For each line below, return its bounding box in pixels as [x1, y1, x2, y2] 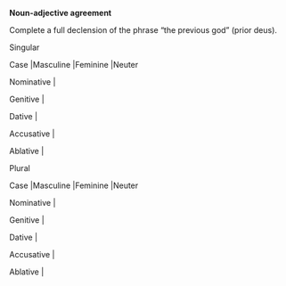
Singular [9, 42, 40, 53]
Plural [9, 163, 31, 173]
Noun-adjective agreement [9, 8, 112, 18]
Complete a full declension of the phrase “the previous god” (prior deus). [9, 25, 278, 35]
